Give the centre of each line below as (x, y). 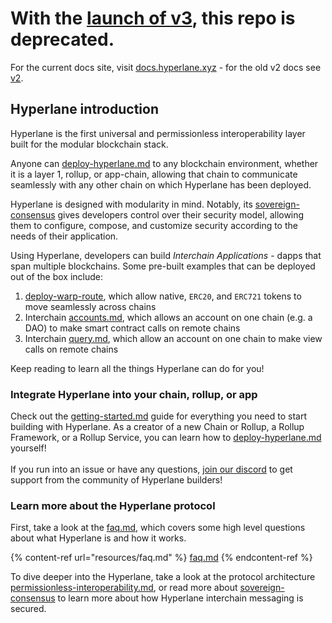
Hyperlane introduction (84, 109)
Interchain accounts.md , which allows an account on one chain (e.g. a (168, 317)
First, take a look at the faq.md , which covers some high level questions (158, 528)
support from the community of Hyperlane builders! (116, 480)
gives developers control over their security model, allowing (181, 214)
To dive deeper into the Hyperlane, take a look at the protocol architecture (163, 577)
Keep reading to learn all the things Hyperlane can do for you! (137, 368)
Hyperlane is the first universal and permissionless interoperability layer (158, 133)
